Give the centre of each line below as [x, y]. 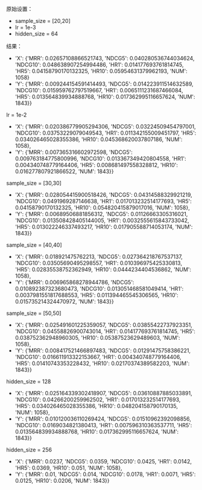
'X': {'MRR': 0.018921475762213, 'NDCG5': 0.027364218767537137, [99, 256]
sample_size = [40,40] [34, 245]
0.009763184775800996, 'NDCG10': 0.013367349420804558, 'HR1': [100, 158]
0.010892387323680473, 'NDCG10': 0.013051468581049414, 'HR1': [99, 289]
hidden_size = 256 [29, 450]
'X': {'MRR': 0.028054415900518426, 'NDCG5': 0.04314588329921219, [104, 195]
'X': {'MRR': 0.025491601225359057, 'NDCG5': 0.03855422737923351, [104, 325]
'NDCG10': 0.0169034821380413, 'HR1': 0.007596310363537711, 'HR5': [103, 425]
